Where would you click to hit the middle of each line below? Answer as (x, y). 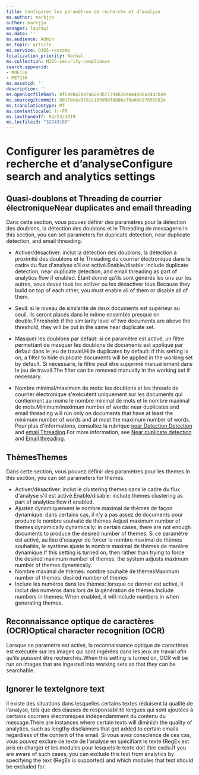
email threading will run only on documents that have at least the (94, 413)
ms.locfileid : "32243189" (38, 122)
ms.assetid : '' (25, 84)
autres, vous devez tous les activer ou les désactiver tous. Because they (102, 284)
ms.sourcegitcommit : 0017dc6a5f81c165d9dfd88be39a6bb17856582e (86, 100)
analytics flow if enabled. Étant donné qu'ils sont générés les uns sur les (103, 278)
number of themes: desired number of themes (71, 577)
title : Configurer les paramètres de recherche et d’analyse (83, 12)
